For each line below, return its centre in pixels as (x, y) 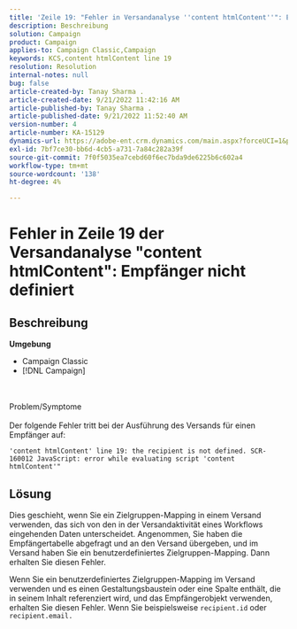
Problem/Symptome (46, 407)
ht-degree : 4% (35, 182)
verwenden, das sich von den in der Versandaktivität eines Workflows (136, 524)
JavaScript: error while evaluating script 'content (136, 459)
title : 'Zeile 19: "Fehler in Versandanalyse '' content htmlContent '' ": (146, 17)
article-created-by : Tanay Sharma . (76, 91)
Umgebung (30, 344)
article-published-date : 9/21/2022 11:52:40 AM (99, 116)
